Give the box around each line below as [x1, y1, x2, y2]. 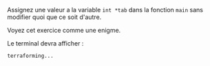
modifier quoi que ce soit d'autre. [7, 13, 102, 21]
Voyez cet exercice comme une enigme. [7, 27, 121, 34]
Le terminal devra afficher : [7, 39, 84, 47]
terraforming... [7, 52, 54, 59]
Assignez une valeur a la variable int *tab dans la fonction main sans [7, 6, 203, 14]
